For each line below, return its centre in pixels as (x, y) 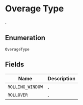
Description (62, 78)
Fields (15, 65)
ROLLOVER (18, 95)
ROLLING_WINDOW (25, 87)
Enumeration (25, 38)
